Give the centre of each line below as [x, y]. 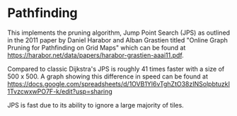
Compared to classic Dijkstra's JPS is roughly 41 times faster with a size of [116, 69]
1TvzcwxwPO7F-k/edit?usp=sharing [60, 91]
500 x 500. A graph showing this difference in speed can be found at [108, 76]
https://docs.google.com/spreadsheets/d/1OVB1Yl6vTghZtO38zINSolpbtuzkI [118, 83]
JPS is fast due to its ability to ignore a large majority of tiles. [96, 105]
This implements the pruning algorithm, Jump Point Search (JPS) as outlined [119, 33]
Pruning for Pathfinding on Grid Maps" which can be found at [97, 47]
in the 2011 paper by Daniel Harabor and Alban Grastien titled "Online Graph [118, 40]
